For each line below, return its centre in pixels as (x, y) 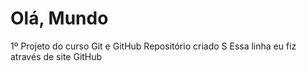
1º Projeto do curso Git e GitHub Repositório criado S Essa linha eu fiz (153, 46)
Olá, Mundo (59, 18)
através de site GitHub (56, 56)
